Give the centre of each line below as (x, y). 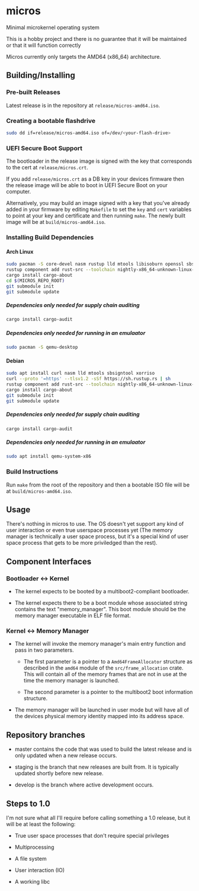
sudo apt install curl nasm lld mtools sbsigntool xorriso (81, 373)
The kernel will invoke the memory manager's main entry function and (100, 644)
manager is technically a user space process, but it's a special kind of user (97, 536)
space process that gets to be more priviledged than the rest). (82, 543)
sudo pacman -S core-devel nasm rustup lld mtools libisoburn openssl (95, 264)
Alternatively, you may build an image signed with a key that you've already (98, 203)
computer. (19, 192)
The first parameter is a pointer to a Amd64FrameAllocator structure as (108, 662)
